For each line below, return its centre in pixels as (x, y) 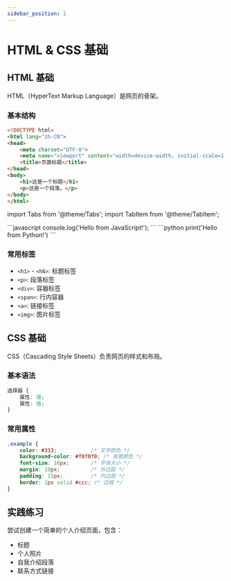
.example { (23, 444)
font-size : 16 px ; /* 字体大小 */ (75, 463)
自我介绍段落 (35, 562)
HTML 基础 (31, 78)
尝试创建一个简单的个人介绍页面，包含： (65, 530)
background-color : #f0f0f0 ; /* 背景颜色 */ (81, 457)
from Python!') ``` (32, 235)
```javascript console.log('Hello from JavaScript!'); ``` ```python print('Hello (112, 228)
